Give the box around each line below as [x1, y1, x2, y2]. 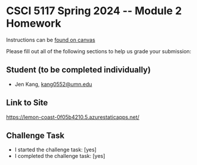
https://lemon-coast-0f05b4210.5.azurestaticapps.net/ [6, 114, 140, 121]
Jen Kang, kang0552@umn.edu [14, 80, 93, 88]
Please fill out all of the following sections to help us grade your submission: [6, 47, 192, 54]
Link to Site [6, 98, 49, 108]
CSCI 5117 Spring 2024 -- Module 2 [6, 4, 182, 18]
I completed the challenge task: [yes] [14, 153, 105, 160]
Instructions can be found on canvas [6, 36, 96, 43]
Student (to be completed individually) [6, 65, 151, 75]
